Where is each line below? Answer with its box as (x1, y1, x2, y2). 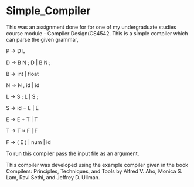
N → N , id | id (6, 81, 40, 89)
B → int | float (6, 70, 39, 77)
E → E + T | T (6, 116, 38, 123)
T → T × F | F (6, 127, 38, 134)
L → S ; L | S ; (6, 93, 39, 100)
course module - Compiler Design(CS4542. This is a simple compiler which (6, 29, 188, 36)
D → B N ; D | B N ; (6, 59, 51, 66)
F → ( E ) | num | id (6, 138, 51, 145)
